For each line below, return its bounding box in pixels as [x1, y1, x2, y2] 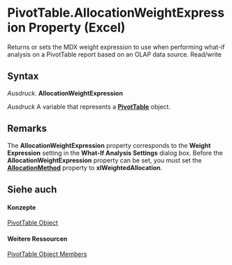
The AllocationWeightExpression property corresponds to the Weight [7, 141, 211, 149]
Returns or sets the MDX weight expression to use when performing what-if [7, 43, 225, 51]
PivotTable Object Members [7, 250, 87, 259]
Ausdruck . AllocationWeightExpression [7, 89, 124, 97]
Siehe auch [7, 183, 57, 195]
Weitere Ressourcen [7, 234, 68, 243]
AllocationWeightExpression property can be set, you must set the [7, 156, 202, 165]
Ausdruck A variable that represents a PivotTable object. [7, 103, 171, 111]
